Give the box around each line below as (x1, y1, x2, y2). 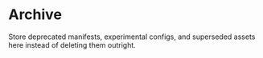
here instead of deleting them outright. (8, 40, 137, 49)
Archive (8, 6, 63, 24)
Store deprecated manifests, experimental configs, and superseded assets (8, 32, 256, 41)
